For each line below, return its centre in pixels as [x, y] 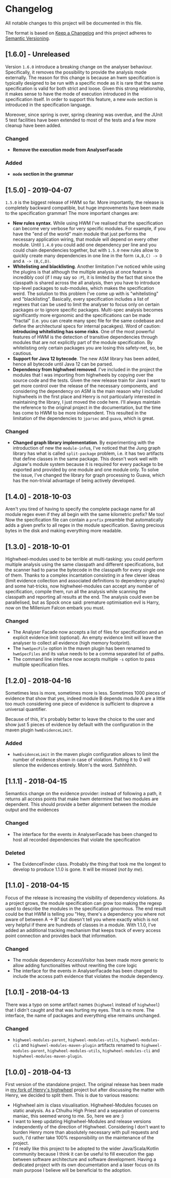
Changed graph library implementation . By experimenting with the [83, 443]
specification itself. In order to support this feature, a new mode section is [81, 99]
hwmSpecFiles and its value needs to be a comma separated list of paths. [89, 654]
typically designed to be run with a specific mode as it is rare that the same [84, 83]
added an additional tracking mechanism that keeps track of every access [83, 930]
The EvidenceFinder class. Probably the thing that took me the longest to [89, 864]
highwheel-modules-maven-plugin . [48, 1056]
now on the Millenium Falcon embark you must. [55, 608]
